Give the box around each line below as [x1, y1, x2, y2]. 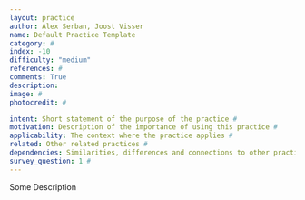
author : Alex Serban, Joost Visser [9, 22, 144, 31]
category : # [9, 38, 54, 48]
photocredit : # [9, 97, 67, 107]
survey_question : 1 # [9, 156, 92, 165]
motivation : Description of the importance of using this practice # [9, 123, 279, 132]
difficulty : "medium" [9, 55, 92, 65]
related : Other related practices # [9, 140, 148, 149]
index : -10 [9, 47, 51, 56]
